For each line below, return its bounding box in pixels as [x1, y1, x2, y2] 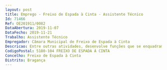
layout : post [5, 7, 32, 12]
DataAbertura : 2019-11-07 [5, 26, 59, 31]
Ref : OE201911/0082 [5, 21, 46, 26]
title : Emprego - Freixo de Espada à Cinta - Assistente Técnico [5, 12, 143, 17]
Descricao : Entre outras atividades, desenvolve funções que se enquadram [5, 44, 164, 49]
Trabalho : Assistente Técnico [5, 35, 68, 40]
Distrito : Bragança [5, 58, 46, 63]
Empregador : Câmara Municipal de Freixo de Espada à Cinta [5, 39, 130, 44]
